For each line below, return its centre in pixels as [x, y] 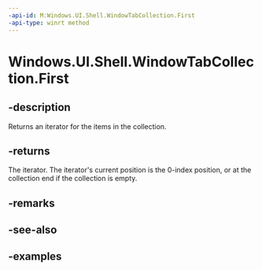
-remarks [31, 203]
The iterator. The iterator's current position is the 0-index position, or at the [130, 170]
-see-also [33, 230]
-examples [35, 257]
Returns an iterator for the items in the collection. [87, 126]
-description [39, 107]
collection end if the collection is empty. [73, 179]
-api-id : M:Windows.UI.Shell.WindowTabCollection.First [101, 15]
